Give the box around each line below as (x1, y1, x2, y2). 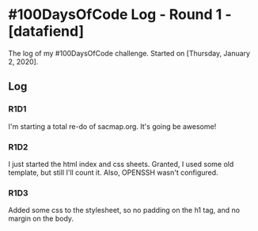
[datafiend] (8, 22, 85, 40)
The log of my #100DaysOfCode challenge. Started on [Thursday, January (8, 48, 251, 58)
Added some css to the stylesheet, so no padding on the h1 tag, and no (8, 206, 240, 215)
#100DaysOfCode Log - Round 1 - (8, 6, 232, 24)
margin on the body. (8, 214, 74, 223)
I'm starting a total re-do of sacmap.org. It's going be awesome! (8, 121, 217, 131)
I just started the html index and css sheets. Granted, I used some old (8, 159, 234, 169)
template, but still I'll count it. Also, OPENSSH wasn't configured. (8, 168, 219, 177)
